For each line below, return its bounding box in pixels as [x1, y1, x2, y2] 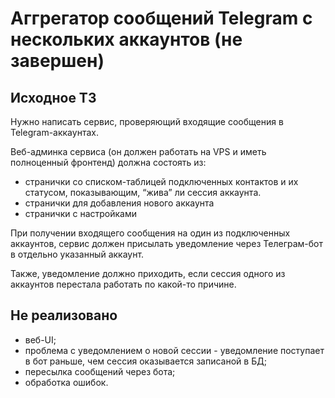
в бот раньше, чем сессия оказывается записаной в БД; [24, 355, 267, 367]
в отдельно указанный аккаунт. [10, 248, 145, 260]
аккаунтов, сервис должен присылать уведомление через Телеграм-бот [10, 238, 324, 249]
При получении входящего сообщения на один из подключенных [10, 227, 291, 239]
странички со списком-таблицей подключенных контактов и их [24, 176, 299, 187]
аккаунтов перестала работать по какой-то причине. [10, 278, 237, 290]
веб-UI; [24, 333, 57, 346]
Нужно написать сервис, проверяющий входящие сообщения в [10, 116, 284, 127]
